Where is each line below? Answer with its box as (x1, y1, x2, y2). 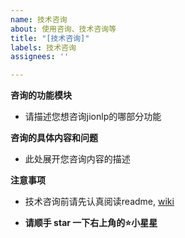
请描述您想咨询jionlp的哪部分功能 (24, 111, 162, 123)
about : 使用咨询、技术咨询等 (10, 24, 117, 34)
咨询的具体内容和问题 (10, 132, 98, 144)
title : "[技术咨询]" (10, 33, 90, 43)
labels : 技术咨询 (10, 42, 77, 53)
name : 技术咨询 (10, 14, 68, 25)
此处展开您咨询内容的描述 (24, 153, 131, 165)
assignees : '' (10, 52, 70, 62)
